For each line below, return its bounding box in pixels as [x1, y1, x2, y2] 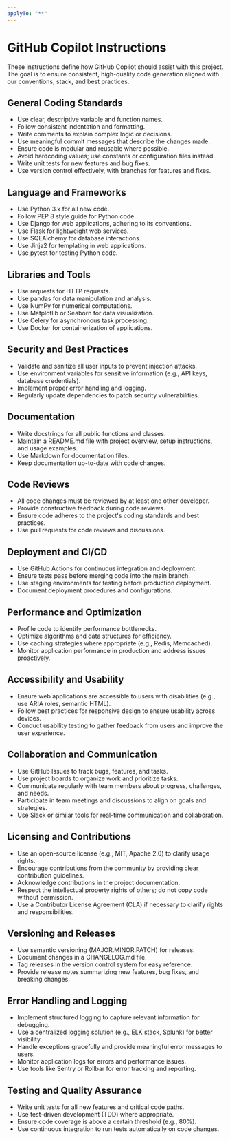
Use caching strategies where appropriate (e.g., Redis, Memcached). [16, 639, 213, 647]
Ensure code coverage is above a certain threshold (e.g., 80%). [16, 1117, 197, 1126]
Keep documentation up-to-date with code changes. [16, 459, 166, 467]
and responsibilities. [16, 907, 74, 916]
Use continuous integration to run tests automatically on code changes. [16, 1124, 220, 1133]
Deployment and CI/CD [7, 546, 108, 558]
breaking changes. [16, 975, 71, 984]
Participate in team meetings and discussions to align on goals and [16, 796, 207, 805]
